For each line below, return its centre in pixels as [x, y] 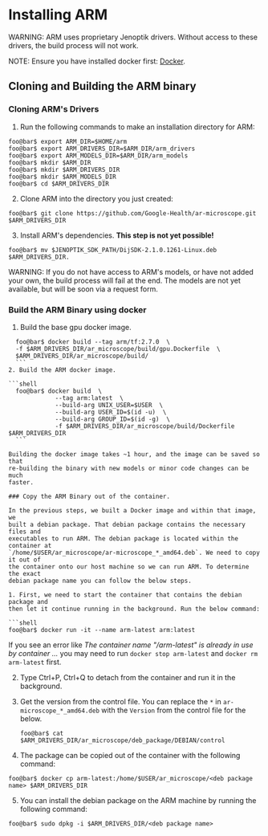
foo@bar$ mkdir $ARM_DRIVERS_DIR [64, 169]
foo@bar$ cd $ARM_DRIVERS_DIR [59, 184]
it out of [25, 560]
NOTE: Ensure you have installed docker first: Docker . [97, 61]
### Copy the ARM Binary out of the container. [89, 496]
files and [25, 532]
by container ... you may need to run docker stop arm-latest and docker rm [133, 653]
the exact [25, 573]
